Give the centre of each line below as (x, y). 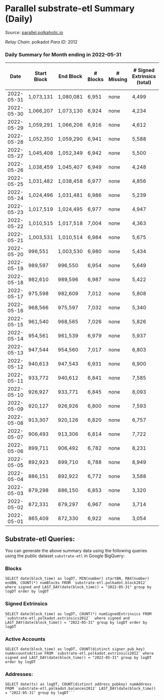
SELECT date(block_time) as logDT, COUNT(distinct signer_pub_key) (75, 649)
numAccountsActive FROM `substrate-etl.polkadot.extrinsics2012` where (79, 653)
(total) (144, 83)
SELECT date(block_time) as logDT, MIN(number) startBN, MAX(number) (77, 579)
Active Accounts (25, 639)
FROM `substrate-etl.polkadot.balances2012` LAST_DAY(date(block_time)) (81, 689)
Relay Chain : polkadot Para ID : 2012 (41, 42)
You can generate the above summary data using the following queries (76, 551)
